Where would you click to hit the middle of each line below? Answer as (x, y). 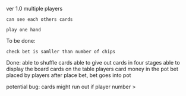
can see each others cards (40, 20)
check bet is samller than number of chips (61, 52)
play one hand (24, 30)
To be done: (21, 41)
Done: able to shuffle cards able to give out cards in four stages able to (93, 63)
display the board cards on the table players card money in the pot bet (92, 69)
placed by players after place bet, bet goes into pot (69, 75)
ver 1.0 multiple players (34, 9)
